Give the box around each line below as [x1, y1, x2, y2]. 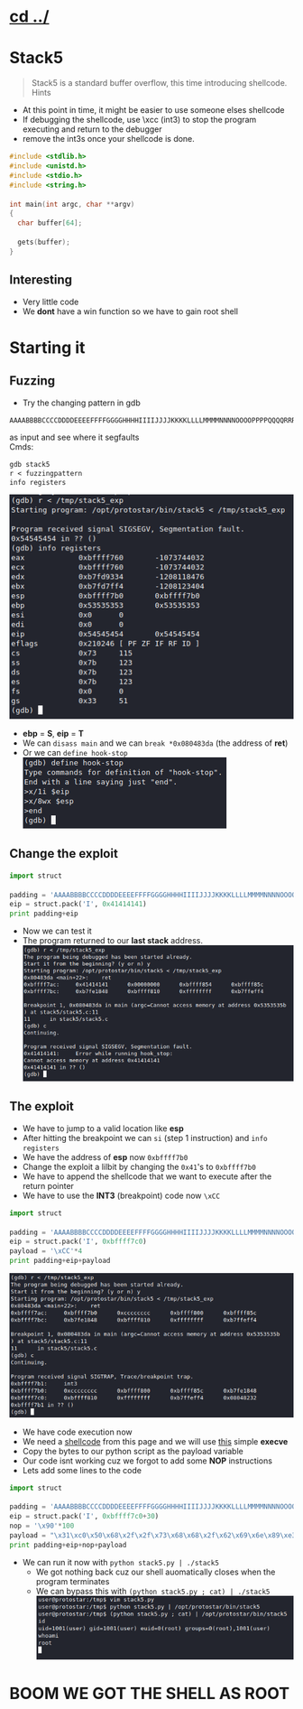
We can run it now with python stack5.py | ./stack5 [22, 1556, 219, 1567]
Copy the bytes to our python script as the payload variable [22, 1445, 243, 1456]
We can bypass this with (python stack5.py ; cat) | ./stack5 [35, 1585, 271, 1596]
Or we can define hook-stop [22, 747, 128, 757]
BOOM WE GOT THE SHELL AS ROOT [9, 1683, 290, 1704]
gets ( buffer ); [17, 237, 70, 246]
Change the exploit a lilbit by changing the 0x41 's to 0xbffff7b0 [22, 1161, 257, 1172]
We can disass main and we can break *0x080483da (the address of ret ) [22, 738, 289, 748]
